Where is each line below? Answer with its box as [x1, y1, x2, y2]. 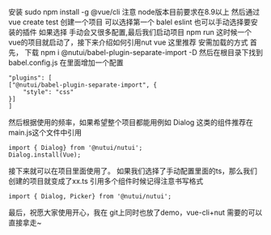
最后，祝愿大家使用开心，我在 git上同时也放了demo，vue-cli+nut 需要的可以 [8, 207, 263, 217]
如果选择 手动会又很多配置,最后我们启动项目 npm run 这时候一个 [38, 28, 252, 36]
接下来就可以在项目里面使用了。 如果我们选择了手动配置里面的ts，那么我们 [8, 166, 257, 176]
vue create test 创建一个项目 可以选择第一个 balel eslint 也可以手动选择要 [8, 17, 251, 27]
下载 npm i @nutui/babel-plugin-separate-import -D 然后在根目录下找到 [23, 48, 264, 57]
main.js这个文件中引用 [8, 128, 83, 137]
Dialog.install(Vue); [8, 151, 82, 159]
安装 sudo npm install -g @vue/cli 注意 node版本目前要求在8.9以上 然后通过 [8, 7, 260, 16]
